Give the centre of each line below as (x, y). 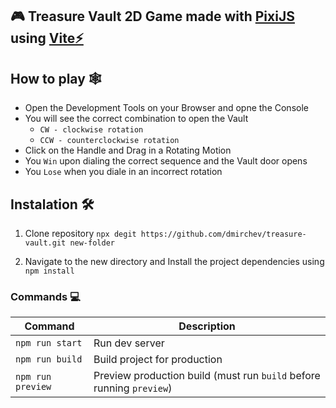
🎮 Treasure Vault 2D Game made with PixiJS (152, 16)
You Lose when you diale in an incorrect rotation (123, 172)
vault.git (45, 243)
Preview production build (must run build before (207, 376)
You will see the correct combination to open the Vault (136, 119)
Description (207, 326)
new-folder (92, 243)
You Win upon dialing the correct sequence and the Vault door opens (166, 161)
